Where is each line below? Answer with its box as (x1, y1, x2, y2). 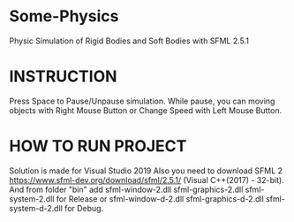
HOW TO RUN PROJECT (9, 136, 187, 157)
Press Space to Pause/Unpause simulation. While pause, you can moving (9, 96, 275, 106)
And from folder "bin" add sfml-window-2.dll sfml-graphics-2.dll (9, 184, 244, 195)
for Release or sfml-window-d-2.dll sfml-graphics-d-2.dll (56, 193, 265, 204)
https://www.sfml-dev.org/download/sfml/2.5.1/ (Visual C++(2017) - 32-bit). (9, 174, 284, 185)
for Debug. (64, 203, 104, 213)
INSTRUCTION (9, 66, 117, 87)
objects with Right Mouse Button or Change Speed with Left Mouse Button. (9, 104, 283, 116)
